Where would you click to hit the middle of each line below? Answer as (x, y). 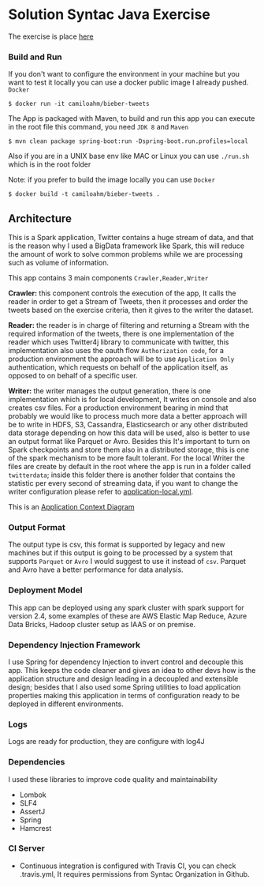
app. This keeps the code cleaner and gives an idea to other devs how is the (132, 670)
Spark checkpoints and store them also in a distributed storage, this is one (129, 450)
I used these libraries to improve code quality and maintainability (113, 779)
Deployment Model (45, 590)
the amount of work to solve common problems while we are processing (125, 254)
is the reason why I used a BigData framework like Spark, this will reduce (126, 246)
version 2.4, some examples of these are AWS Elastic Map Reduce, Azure (128, 616)
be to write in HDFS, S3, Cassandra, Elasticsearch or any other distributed (128, 425)
